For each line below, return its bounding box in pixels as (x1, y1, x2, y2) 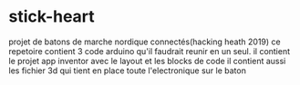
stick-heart (8, 6, 95, 27)
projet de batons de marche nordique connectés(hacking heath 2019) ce (8, 36, 281, 47)
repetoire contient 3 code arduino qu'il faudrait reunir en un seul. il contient (8, 45, 291, 56)
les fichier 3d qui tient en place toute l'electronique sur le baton (8, 65, 247, 76)
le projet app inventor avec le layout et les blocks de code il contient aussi (8, 55, 286, 66)
